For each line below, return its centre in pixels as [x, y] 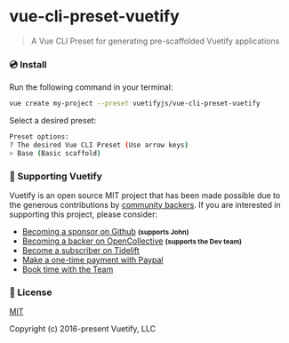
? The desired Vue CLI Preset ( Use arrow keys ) [99, 145]
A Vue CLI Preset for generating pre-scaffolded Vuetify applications [155, 41]
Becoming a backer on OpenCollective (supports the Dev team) [132, 241]
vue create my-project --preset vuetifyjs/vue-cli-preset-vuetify [135, 104]
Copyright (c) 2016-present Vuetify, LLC [83, 329]
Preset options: [39, 137]
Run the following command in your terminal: [91, 87]
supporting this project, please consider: [84, 214]
